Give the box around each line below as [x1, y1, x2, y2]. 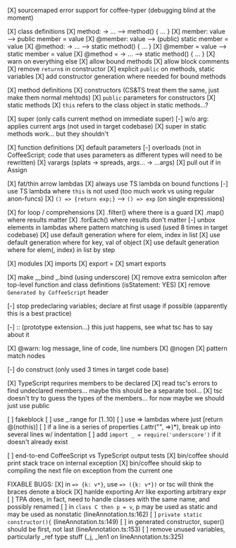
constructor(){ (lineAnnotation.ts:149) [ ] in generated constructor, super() [7, 518, 225, 525]
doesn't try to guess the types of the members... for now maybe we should [7, 394, 225, 402]
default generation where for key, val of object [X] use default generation [7, 238, 220, 246]
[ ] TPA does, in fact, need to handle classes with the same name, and [7, 495, 210, 504]
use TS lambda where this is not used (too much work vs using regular [7, 187, 215, 195]
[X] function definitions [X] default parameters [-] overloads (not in [7, 143, 201, 151]
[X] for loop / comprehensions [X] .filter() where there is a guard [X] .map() [7, 208, 225, 216]
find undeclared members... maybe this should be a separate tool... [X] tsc [7, 386, 223, 395]
